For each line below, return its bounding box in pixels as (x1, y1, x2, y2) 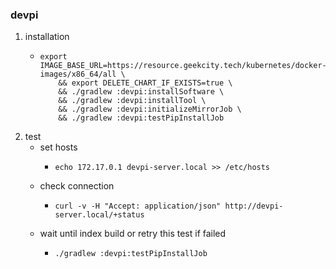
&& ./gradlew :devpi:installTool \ (58, 96, 207, 106)
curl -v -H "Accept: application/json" (54, 201, 222, 212)
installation (24, 31, 70, 43)
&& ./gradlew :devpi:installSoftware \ (58, 87, 225, 97)
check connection (39, 180, 115, 192)
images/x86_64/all (39, 69, 117, 80)
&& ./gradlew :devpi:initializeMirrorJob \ (58, 104, 242, 115)
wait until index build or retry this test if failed (39, 228, 227, 240)
